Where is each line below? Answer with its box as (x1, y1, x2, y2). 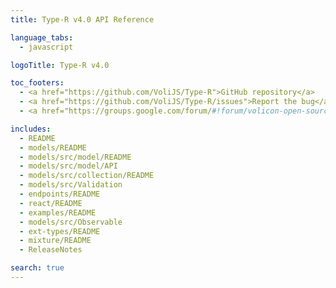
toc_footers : (10, 78, 65, 88)
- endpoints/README (19, 189, 101, 199)
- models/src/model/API (19, 161, 118, 171)
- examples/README (19, 207, 97, 218)
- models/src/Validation (19, 180, 123, 190)
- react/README (19, 198, 83, 208)
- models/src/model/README (19, 152, 132, 162)
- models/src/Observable (19, 217, 123, 227)
